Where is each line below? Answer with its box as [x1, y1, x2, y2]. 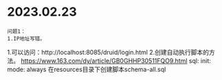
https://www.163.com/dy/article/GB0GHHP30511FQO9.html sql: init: [20, 56, 212, 65]
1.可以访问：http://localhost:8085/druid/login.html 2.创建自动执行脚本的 [7, 48, 210, 56]
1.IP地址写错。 [7, 35, 46, 42]
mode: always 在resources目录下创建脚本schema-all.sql [7, 65, 166, 73]
